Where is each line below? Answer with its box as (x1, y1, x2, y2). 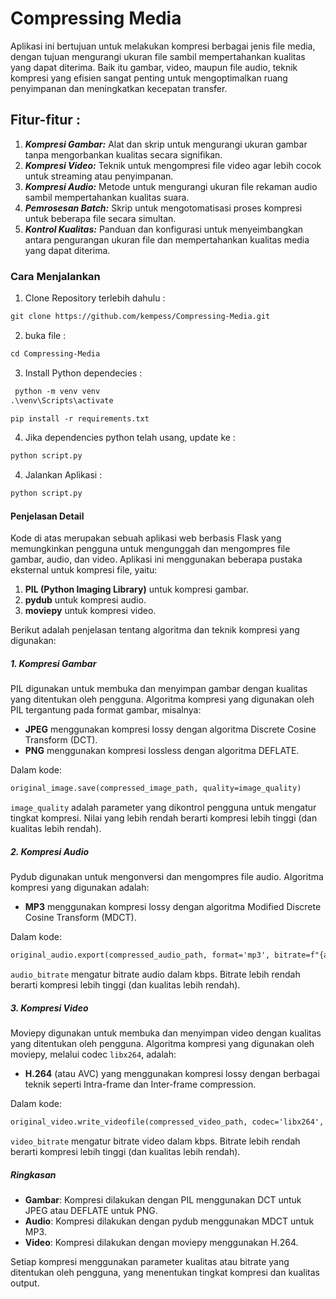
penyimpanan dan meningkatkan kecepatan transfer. (10, 82, 228, 94)
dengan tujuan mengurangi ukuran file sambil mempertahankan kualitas (10, 50, 306, 62)
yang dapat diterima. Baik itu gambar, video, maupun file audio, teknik (10, 61, 298, 73)
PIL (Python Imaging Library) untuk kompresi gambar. (24, 583, 249, 596)
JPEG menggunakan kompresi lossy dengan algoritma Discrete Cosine (24, 723, 317, 736)
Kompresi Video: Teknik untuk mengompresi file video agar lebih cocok (24, 159, 322, 171)
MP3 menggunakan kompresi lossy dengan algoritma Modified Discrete (24, 901, 322, 913)
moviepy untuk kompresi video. (24, 605, 157, 617)
